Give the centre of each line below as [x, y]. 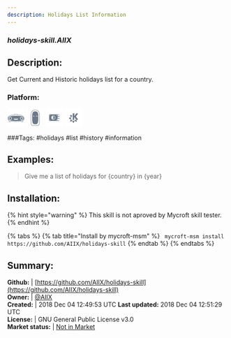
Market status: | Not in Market [51, 327]
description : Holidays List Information [67, 15]
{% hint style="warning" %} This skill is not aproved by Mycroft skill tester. [114, 215]
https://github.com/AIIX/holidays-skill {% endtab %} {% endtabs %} [111, 244]
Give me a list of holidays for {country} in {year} [93, 176]
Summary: [30, 265]
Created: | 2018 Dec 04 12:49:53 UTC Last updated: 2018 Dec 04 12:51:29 [115, 304]
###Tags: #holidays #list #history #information [74, 138]
